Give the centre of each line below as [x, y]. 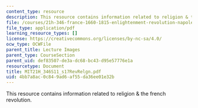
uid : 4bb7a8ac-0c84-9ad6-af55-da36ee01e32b [60, 77]
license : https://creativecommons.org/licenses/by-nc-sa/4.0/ [84, 39]
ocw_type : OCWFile [29, 45]
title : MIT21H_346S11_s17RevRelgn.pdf [54, 72]
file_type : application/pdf [41, 28]
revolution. [19, 100]
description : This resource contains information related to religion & [97, 17]
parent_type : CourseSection [41, 55]
